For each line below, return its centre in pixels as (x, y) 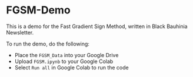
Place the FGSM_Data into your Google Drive (66, 55)
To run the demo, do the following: (48, 44)
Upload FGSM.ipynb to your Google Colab (64, 61)
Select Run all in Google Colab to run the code (71, 67)
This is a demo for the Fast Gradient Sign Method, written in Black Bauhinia (97, 26)
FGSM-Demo (38, 10)
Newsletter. (20, 32)
